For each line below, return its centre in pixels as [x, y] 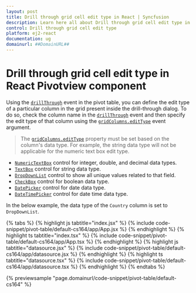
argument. [18, 127]
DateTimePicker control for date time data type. [71, 194]
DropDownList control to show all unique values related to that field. [95, 175]
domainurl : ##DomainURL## [38, 45]
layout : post [22, 11]
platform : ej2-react [31, 34]
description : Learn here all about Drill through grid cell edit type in [98, 22]
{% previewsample [29, 278]
